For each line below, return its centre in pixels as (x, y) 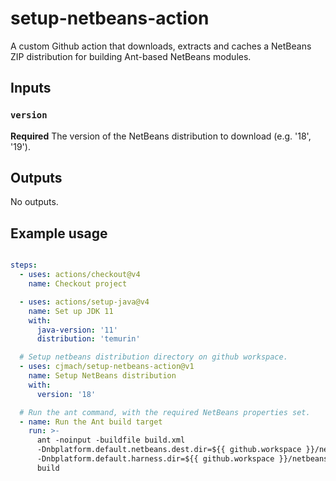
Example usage (59, 233)
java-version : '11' (77, 330)
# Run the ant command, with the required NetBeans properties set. (165, 412)
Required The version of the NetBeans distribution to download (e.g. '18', (161, 136)
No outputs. (34, 202)
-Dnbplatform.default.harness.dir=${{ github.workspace (155, 459)
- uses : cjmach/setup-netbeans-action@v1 (107, 367)
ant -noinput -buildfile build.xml (111, 440)
